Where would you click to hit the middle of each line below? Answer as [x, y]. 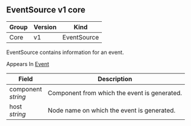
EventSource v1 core [46, 10]
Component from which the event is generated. [115, 93]
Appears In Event [28, 64]
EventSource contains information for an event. [65, 52]
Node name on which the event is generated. [112, 110]
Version [45, 27]
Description [115, 79]
